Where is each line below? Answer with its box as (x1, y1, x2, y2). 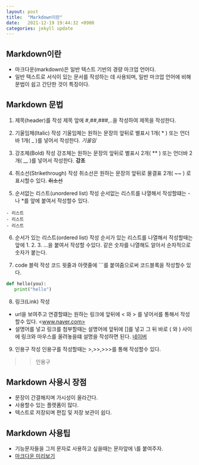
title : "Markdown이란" (6, 14, 63, 20)
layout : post (6, 8, 39, 15)
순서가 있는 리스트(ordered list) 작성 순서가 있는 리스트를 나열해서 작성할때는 (14, 233, 193, 241)
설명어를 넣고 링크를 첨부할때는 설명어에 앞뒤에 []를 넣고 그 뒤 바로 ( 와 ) (14, 325, 181, 332)
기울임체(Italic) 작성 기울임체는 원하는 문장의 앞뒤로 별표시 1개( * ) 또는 (14, 129, 179, 136)
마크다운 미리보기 (14, 452, 55, 460)
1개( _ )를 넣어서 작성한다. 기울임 (21, 136, 97, 143)
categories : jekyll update (6, 25, 73, 32)
